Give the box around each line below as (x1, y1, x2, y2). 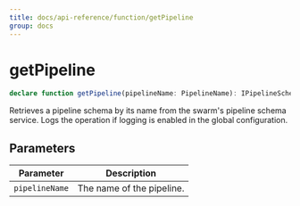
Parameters (9, 140, 76, 156)
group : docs (9, 21, 54, 30)
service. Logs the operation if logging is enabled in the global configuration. (9, 115, 288, 126)
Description (105, 167, 157, 179)
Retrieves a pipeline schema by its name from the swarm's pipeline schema (9, 105, 287, 116)
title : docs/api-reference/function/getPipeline (9, 12, 194, 22)
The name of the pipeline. (77, 182, 185, 194)
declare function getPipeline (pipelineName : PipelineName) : (9, 89, 238, 98)
